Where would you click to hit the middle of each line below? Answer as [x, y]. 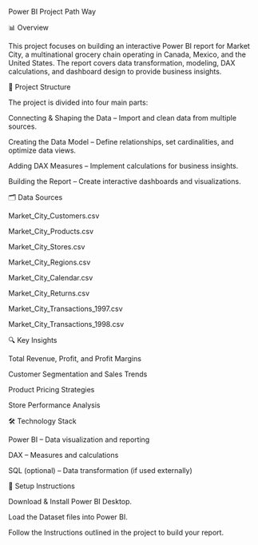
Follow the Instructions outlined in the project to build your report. [116, 532]
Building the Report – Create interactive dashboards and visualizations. [125, 181]
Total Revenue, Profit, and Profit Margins [75, 358]
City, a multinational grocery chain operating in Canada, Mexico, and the [127, 54]
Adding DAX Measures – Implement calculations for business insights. [123, 166]
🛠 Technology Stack [43, 421]
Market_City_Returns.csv [49, 293]
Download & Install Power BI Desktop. [70, 501]
